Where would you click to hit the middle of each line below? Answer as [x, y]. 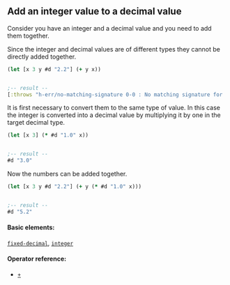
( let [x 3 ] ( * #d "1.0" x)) [48, 135]
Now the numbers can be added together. [67, 174]
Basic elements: [31, 228]
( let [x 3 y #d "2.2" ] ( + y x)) [54, 69]
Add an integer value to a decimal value [94, 11]
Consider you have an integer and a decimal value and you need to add [109, 28]
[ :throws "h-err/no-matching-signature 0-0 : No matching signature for [115, 94]
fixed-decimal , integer [40, 242]
